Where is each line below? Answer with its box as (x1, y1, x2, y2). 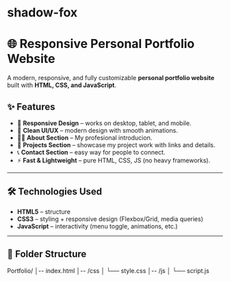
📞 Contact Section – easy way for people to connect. (16, 148, 166, 156)
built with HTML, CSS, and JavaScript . (7, 81, 116, 90)
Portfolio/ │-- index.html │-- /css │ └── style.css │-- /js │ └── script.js (7, 266, 210, 274)
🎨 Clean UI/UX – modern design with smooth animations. (16, 126, 178, 134)
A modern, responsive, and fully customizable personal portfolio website (7, 74, 215, 82)
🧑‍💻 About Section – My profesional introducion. (16, 133, 153, 142)
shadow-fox (7, 5, 78, 21)
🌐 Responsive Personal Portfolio (7, 36, 195, 52)
